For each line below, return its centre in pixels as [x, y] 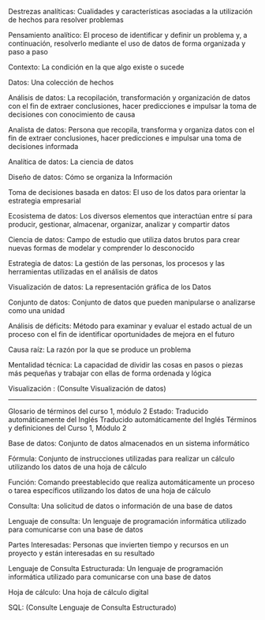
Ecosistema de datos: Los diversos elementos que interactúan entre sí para [131, 216]
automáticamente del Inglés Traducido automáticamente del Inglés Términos [132, 420]
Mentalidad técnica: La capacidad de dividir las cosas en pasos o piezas [126, 365]
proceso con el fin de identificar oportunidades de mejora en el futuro [121, 334]
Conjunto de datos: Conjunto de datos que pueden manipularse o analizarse [132, 302]
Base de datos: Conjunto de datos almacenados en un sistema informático [129, 443]
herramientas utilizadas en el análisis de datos [83, 272]
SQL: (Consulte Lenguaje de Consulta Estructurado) [93, 607]
